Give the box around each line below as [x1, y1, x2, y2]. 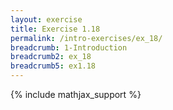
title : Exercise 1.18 [10, 24, 101, 34]
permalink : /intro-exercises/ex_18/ [10, 33, 163, 43]
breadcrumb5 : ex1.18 [10, 61, 97, 71]
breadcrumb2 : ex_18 [10, 52, 92, 62]
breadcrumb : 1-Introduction [10, 42, 128, 53]
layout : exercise [10, 14, 83, 25]
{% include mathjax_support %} [10, 89, 142, 100]
